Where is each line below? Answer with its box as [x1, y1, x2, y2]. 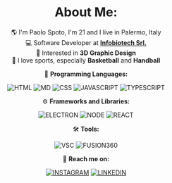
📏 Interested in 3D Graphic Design [35, 49, 137, 57]
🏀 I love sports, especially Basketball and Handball [11, 56, 161, 64]
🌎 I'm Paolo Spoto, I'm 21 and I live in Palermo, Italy [11, 27, 161, 36]
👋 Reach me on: [62, 154, 110, 163]
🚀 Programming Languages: [44, 70, 128, 78]
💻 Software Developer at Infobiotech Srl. [25, 38, 147, 46]
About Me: [54, 4, 118, 20]
